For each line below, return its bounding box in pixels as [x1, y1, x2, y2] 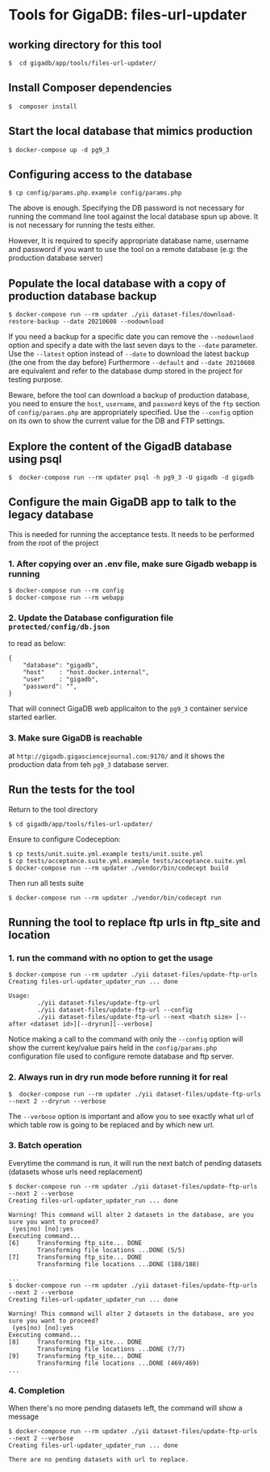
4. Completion [8, 1385, 65, 1396]
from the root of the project [8, 538, 99, 547]
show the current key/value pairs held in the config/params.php [8, 1043, 218, 1053]
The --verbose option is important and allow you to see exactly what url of [8, 1111, 254, 1121]
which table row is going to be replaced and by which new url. [8, 1120, 215, 1130]
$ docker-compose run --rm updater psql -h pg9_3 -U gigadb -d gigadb [8, 474, 254, 482]
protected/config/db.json [8, 623, 110, 631]
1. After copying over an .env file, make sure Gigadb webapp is [8, 558, 258, 569]
